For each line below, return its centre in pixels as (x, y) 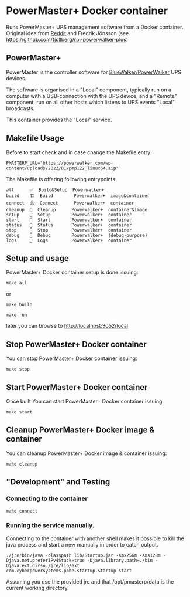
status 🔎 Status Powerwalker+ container (69, 225)
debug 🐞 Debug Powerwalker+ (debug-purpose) (77, 235)
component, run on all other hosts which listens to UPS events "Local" (91, 102)
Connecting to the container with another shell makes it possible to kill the (95, 538)
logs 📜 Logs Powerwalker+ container (69, 240)
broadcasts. (20, 108)
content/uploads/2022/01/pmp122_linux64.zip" (62, 168)
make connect (22, 511)
